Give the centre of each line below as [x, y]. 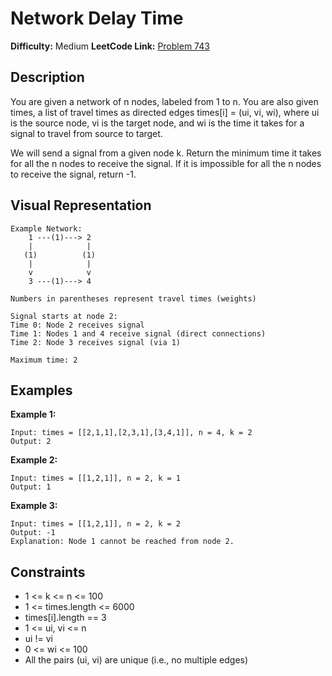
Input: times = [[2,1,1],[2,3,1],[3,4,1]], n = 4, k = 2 [131, 433]
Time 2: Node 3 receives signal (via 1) [96, 342]
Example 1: [33, 414]
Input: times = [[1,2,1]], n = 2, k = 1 [96, 478]
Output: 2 [31, 442]
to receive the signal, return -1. [73, 174]
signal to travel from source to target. [86, 133]
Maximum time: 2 [44, 360]
